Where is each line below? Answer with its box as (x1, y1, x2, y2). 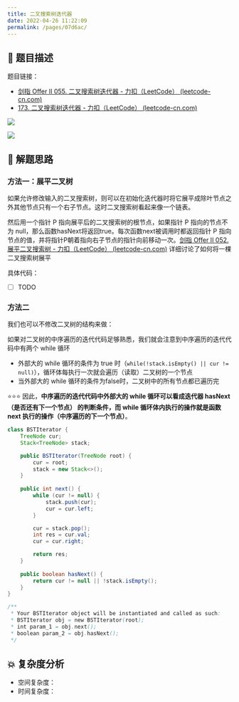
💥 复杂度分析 (7, 658, 65, 670)
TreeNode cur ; (20, 433, 62, 440)
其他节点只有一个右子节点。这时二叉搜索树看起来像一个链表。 (13, 202, 194, 211)
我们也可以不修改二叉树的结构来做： (7, 320, 114, 328)
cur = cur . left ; (45, 505, 94, 513)
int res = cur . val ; (33, 531, 91, 538)
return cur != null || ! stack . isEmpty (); (33, 577, 158, 585)
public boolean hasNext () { (20, 570, 103, 577)
